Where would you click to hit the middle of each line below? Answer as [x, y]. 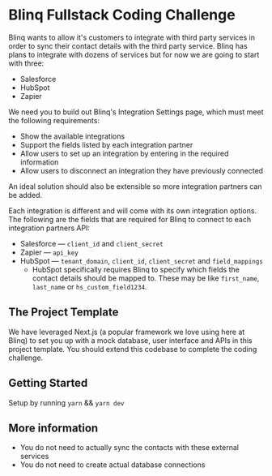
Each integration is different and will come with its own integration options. [133, 210]
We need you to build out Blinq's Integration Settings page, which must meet [136, 112]
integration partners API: [49, 228]
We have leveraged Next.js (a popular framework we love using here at [127, 332]
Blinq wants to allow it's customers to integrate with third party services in [132, 37]
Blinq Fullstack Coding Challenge [122, 15]
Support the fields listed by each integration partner [106, 144]
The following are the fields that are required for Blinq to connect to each [130, 219]
